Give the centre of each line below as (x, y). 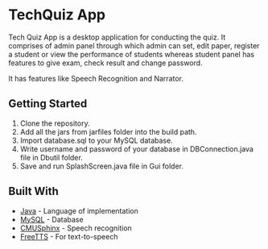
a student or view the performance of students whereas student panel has (132, 54)
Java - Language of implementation (79, 210)
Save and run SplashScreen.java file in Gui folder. (101, 166)
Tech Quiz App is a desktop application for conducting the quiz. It (117, 37)
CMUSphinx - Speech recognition (76, 228)
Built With (33, 191)
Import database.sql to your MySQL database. (96, 140)
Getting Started (48, 104)
